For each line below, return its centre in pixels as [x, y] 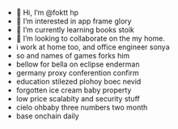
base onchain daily [47, 116]
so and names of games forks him [73, 56]
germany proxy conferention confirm [77, 73]
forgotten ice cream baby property [74, 90]
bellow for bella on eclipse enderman [78, 64]
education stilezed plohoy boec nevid [78, 82]
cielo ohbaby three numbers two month [82, 107]
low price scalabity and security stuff [78, 99]
